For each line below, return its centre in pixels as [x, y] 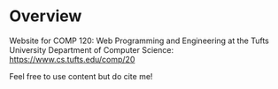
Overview [46, 16]
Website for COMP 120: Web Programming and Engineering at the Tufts [139, 41]
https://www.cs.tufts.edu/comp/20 [72, 59]
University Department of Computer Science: [92, 49]
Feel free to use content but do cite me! [81, 76]
